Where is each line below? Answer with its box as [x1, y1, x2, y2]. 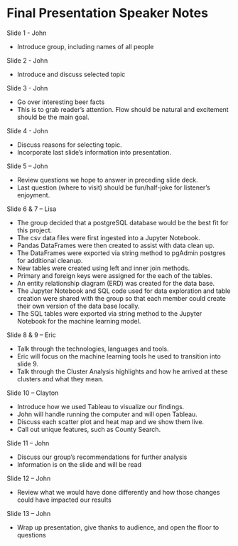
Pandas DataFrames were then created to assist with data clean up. [16, 241, 215, 249]
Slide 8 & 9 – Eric [6, 330, 56, 339]
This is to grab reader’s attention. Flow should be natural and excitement [16, 105, 229, 113]
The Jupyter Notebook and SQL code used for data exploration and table [16, 287, 231, 295]
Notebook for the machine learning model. [16, 316, 141, 325]
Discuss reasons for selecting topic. [16, 140, 122, 149]
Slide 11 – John [6, 438, 50, 447]
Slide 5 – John [6, 162, 48, 170]
